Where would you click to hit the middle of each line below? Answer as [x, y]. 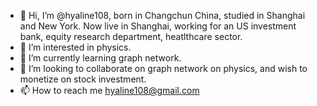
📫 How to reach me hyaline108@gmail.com [109, 90]
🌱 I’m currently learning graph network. [100, 58]
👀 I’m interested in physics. [75, 47]
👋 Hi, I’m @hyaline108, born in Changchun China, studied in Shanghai [162, 15]
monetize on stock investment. [83, 79]
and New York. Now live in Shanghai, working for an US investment [158, 26]
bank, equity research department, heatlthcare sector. [131, 36]
